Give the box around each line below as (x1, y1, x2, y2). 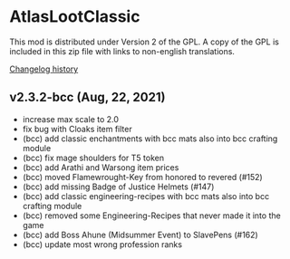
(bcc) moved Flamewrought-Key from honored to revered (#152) (22, 171, 263, 182)
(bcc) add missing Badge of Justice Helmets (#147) (22, 181, 215, 192)
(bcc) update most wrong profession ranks (22, 238, 183, 250)
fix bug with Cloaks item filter (22, 123, 133, 134)
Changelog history (9, 63, 79, 74)
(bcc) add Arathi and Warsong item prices (22, 161, 179, 173)
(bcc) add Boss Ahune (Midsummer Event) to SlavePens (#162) (22, 229, 258, 240)
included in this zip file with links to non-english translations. (9, 45, 236, 56)
